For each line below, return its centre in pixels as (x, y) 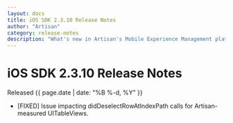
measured (32, 113)
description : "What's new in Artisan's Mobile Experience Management (110, 39)
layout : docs (26, 13)
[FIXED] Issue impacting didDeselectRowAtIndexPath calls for (105, 106)
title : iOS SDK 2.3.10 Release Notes (62, 20)
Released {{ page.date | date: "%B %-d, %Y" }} (75, 93)
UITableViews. (68, 113)
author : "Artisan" (34, 26)
